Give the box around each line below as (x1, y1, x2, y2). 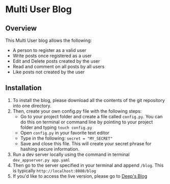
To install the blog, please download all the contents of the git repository (12, 97, 165, 103)
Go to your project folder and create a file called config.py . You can (20, 113, 163, 119)
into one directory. (12, 102, 52, 109)
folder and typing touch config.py (20, 124, 92, 130)
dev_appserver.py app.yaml (12, 157, 70, 163)
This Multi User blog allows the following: (5, 37, 92, 43)
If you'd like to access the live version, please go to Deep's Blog (12, 173, 148, 179)
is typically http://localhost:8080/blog (12, 167, 96, 174)
